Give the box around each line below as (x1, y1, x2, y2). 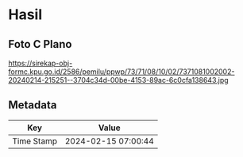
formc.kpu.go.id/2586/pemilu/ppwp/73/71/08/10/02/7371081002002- (8, 67, 235, 77)
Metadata (8, 98, 57, 112)
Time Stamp (12, 135, 58, 147)
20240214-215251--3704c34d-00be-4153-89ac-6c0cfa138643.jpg (8, 76, 229, 84)
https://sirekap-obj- (8, 58, 73, 68)
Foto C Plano (8, 37, 72, 51)
